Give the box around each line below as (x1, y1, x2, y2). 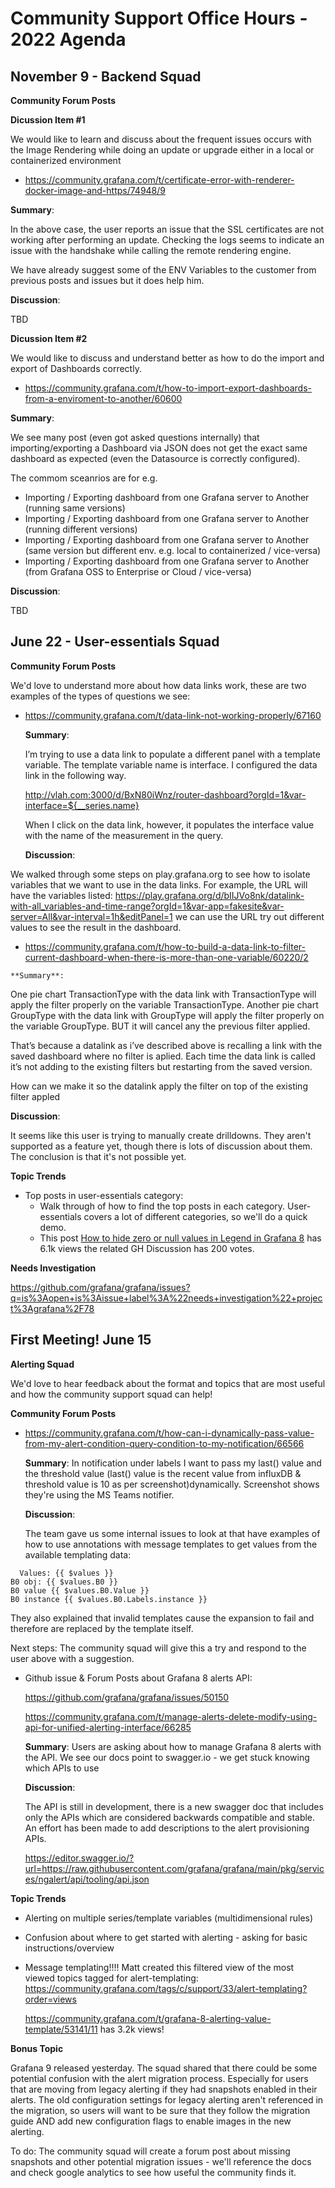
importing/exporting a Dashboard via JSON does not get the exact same (10, 442, 308, 454)
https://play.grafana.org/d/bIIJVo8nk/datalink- (114, 889, 305, 901)
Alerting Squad (10, 1358, 75, 1370)
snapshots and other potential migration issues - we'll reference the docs (10, 2155, 312, 2167)
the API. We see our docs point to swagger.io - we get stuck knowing (24, 1751, 310, 1763)
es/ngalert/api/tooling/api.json (24, 1873, 150, 1885)
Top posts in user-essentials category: (24, 1189, 184, 1201)
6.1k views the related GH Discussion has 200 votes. (39, 1242, 255, 1254)
